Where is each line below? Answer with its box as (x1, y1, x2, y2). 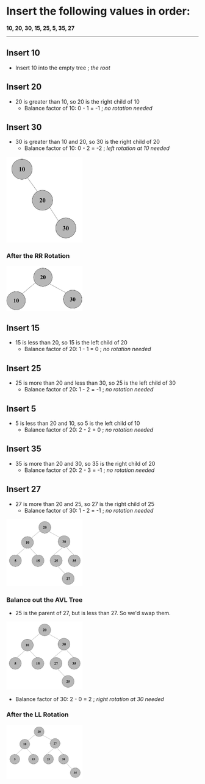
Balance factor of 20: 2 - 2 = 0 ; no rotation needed (24, 426, 154, 433)
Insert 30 (6, 122, 42, 132)
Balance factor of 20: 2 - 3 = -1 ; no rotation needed (24, 466, 155, 474)
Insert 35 (6, 444, 41, 454)
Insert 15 (6, 323, 40, 333)
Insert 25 (6, 363, 41, 373)
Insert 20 (6, 82, 42, 92)
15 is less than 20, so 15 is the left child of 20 (15, 339, 128, 346)
